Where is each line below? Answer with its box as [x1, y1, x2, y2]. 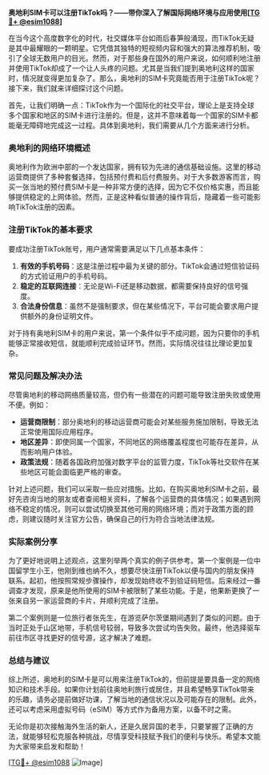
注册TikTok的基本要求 [8, 224, 93, 236]
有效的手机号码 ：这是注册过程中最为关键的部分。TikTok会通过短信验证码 [19, 260, 260, 271]
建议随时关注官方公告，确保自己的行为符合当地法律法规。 [29, 514, 219, 523]
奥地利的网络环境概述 [8, 142, 90, 153]
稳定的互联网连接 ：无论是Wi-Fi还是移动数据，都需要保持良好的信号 [19, 281, 242, 291]
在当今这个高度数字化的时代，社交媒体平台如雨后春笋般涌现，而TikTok [8, 34, 241, 42]
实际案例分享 [8, 536, 58, 547]
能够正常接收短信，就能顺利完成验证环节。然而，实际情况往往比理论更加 [8, 338, 247, 348]
